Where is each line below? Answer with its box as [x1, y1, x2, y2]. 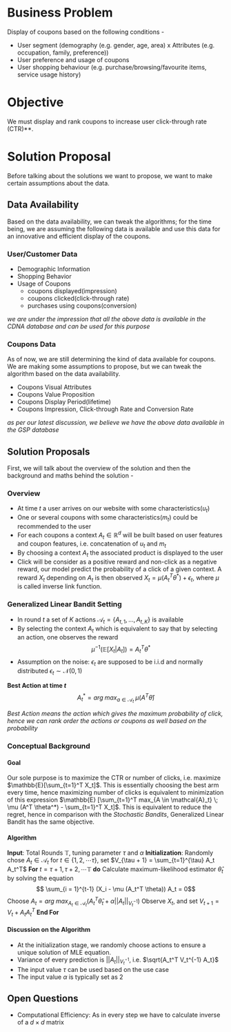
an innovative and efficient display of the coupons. [7, 232, 151, 240]
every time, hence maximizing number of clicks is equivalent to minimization [7, 788, 224, 797]
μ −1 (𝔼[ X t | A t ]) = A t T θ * [91, 644, 151, 655]
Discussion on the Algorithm [7, 925, 91, 933]
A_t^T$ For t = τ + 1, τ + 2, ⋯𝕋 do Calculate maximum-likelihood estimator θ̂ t [7, 865, 224, 875]
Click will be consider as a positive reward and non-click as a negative [17, 557, 217, 566]
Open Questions [7, 993, 79, 1004]
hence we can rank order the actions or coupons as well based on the [7, 717, 207, 725]
